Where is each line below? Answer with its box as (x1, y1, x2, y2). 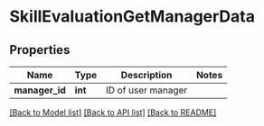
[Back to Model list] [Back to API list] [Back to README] (9, 107, 217, 118)
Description (120, 69, 173, 81)
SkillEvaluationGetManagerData (9, 6, 256, 27)
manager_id (14, 84, 66, 96)
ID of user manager (105, 84, 188, 96)
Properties (9, 42, 71, 58)
